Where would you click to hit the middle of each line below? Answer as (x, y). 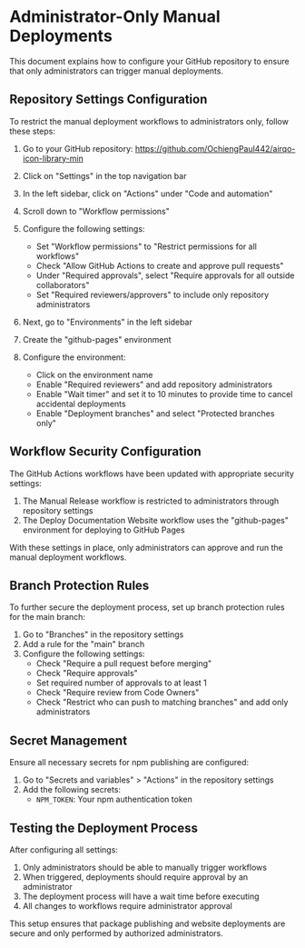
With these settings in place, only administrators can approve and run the (147, 547)
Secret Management (69, 740)
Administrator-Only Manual (115, 17)
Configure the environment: (74, 357)
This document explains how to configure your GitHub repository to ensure (149, 61)
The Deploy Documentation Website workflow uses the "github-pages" (155, 520)
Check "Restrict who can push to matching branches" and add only (162, 703)
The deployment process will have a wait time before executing (141, 896)
